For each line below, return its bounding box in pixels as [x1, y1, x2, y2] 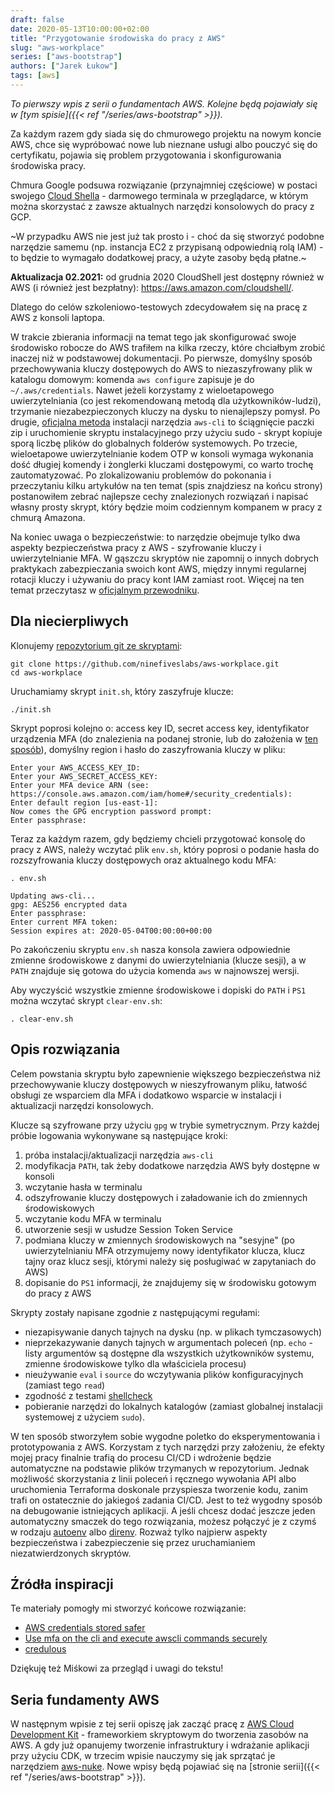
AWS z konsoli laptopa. [10, 311, 106, 323]
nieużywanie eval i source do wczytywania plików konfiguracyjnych [24, 1368, 304, 1380]
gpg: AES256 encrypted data [10, 899, 128, 910]
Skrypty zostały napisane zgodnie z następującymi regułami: [10, 1306, 260, 1318]
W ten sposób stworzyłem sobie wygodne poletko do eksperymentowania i [10, 1430, 320, 1442]
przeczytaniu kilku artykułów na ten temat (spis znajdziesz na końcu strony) [10, 479, 323, 491]
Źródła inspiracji [10, 1576, 114, 1593]
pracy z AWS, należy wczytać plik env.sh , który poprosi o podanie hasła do [10, 843, 320, 855]
